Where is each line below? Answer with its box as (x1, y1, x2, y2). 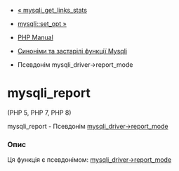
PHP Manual (17, 33, 54, 42)
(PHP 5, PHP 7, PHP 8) (7, 108, 72, 117)
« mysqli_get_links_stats (17, 6, 88, 14)
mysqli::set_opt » (17, 20, 67, 27)
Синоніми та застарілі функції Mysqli (17, 47, 128, 55)
